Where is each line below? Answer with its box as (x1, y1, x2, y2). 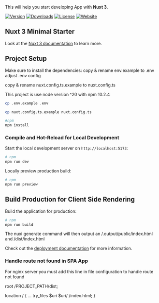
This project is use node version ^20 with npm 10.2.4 (5, 91, 110, 97)
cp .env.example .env (5, 101, 49, 106)
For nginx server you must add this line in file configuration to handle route (5, 269, 154, 274)
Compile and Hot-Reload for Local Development (5, 135, 119, 141)
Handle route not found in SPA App (5, 257, 88, 264)
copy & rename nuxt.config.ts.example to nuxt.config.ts (5, 82, 116, 88)
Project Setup (5, 54, 47, 63)
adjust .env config (5, 72, 41, 78)
